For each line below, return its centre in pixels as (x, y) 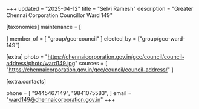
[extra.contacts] (26, 81)
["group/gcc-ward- (161, 38)
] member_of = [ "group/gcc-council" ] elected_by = (71, 38)
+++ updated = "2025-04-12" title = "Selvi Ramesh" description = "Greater (100, 9)
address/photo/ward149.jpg (41, 63)
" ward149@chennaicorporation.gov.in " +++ (61, 100)
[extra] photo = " (27, 57)
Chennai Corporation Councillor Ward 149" (60, 15)
